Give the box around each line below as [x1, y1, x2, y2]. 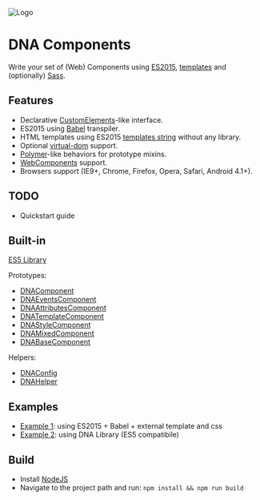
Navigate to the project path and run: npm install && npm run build [19, 483, 244, 492]
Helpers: [8, 353, 37, 362]
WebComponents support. [19, 157, 108, 167]
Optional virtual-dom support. [19, 140, 118, 150]
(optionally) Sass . [8, 71, 66, 80]
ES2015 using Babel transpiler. [19, 123, 120, 133]
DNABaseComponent [19, 337, 90, 347]
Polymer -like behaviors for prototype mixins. [19, 149, 167, 159]
